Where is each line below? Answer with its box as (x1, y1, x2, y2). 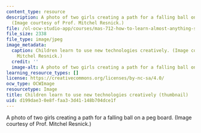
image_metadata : (6, 42, 47, 48)
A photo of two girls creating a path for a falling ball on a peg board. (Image (6, 114, 192, 121)
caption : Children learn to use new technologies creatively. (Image (11, 48, 188, 54)
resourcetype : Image (6, 86, 58, 92)
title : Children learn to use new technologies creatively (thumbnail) (6, 92, 188, 98)
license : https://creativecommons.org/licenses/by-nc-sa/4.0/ (6, 75, 165, 81)
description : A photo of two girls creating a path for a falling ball (6, 14, 188, 20)
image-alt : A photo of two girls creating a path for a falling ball (11, 64, 188, 70)
